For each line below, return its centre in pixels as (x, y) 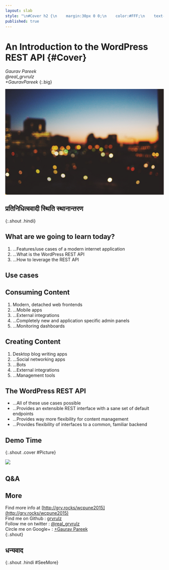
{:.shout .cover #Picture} (31, 452)
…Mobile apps (27, 310)
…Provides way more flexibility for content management (70, 419)
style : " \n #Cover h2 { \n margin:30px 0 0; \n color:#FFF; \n (75, 16)
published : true (22, 21)
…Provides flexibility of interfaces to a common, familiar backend (80, 425)
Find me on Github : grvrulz (33, 519)
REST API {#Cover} (46, 57)
